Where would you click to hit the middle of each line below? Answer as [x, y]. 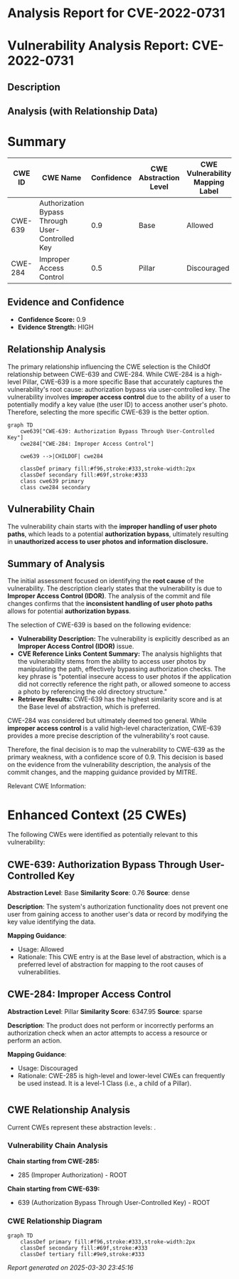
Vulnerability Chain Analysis [58, 1146]
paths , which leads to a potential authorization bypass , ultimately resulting [118, 534]
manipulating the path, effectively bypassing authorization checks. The [122, 669]
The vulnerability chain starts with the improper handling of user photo [112, 526]
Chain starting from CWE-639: [54, 1189]
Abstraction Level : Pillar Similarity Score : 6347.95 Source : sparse [105, 1011]
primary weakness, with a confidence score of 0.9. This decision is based [115, 757]
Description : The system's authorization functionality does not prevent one [118, 907]
